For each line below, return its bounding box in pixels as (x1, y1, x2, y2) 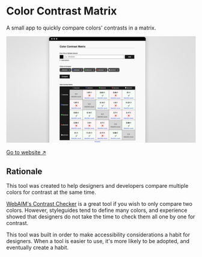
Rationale (6, 166, 43, 176)
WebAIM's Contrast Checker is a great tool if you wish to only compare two (6, 200, 192, 208)
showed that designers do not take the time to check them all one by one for (6, 213, 195, 220)
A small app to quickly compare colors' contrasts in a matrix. (6, 24, 156, 31)
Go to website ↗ (6, 149, 46, 156)
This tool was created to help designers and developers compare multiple (6, 182, 189, 190)
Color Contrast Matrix (6, 4, 117, 18)
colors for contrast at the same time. (6, 188, 96, 196)
